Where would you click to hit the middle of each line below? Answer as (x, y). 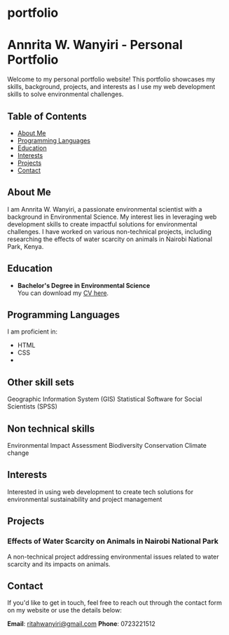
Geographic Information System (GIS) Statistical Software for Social (105, 399)
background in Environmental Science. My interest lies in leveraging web (112, 217)
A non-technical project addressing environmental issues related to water (113, 557)
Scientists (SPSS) (33, 407)
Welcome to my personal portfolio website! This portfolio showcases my (111, 79)
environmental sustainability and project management (85, 499)
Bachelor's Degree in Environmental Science (84, 285)
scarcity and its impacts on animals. (59, 564)
